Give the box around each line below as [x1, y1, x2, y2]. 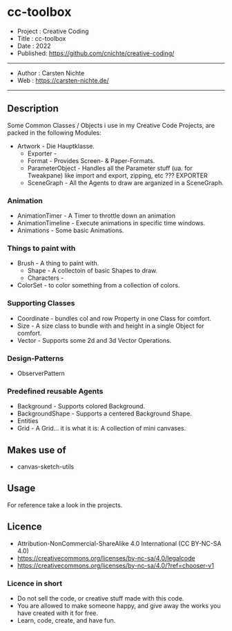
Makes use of [7, 444, 67, 456]
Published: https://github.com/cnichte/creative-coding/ [17, 49, 175, 57]
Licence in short [7, 578, 63, 588]
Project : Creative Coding [17, 27, 89, 35]
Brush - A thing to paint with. [17, 259, 99, 267]
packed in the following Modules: [7, 129, 101, 137]
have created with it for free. [17, 609, 99, 617]
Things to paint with [7, 243, 76, 253]
